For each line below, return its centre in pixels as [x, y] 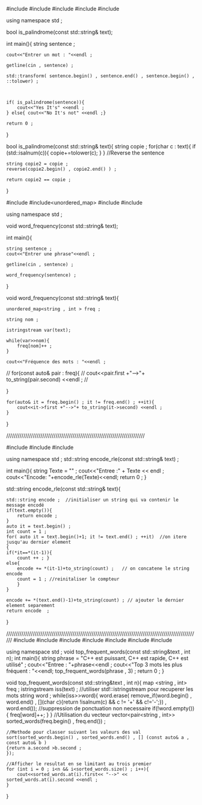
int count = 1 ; [26, 532]
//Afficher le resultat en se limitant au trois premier [79, 764]
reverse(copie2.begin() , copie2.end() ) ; [62, 169]
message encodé [25, 505]
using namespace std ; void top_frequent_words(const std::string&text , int [98, 652]
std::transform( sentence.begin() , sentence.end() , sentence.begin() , [101, 76]
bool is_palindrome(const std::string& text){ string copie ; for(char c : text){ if [101, 146]
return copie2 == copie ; [38, 180]
